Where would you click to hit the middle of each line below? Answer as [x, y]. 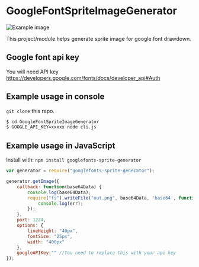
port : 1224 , [31, 220]
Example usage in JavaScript [61, 145]
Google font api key [43, 57]
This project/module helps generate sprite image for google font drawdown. [99, 38]
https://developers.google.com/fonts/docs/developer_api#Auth [83, 78]
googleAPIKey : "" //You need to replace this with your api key [97, 253]
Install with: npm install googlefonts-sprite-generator [74, 160]
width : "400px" [46, 242]
